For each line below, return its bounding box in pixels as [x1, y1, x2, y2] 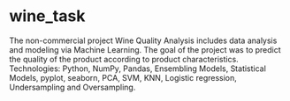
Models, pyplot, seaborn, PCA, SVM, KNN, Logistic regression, [9, 72, 237, 83]
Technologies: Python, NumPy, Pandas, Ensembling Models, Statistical [9, 63, 267, 74]
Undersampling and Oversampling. [9, 82, 136, 92]
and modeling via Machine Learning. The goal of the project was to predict [9, 44, 281, 54]
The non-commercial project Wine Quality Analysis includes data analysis [9, 35, 278, 46]
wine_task [9, 6, 86, 26]
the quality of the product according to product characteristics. [9, 54, 239, 64]
